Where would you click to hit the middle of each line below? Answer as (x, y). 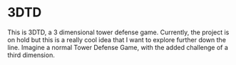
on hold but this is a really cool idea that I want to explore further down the (117, 39)
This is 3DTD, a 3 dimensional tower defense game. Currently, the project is (118, 32)
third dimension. (31, 55)
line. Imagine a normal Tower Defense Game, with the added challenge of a (118, 47)
